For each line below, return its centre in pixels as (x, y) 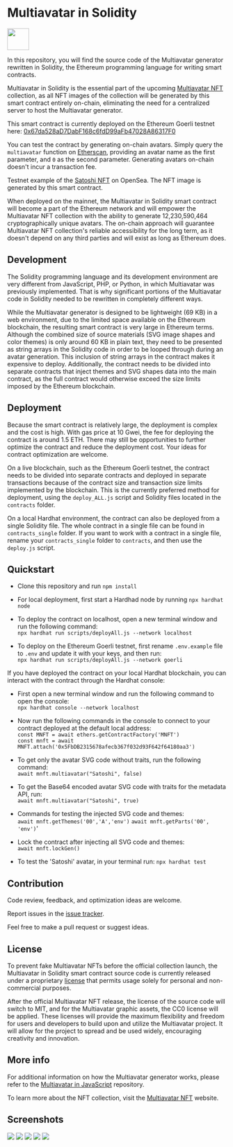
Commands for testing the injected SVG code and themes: (101, 814)
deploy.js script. (31, 548)
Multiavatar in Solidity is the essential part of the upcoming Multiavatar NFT (115, 88)
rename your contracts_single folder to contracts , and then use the (105, 540)
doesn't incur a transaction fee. (52, 166)
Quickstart (31, 569)
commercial (24, 988)
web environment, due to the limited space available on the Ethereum (106, 319)
